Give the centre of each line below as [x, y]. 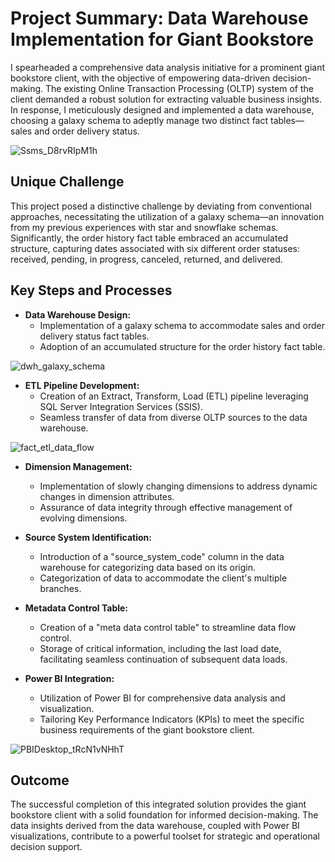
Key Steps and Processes [91, 290]
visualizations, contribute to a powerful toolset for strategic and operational [165, 836]
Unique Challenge [67, 182]
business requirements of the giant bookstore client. [147, 729]
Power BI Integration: [69, 678]
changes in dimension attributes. [107, 496]
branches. [60, 588]
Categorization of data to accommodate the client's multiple [163, 578]
